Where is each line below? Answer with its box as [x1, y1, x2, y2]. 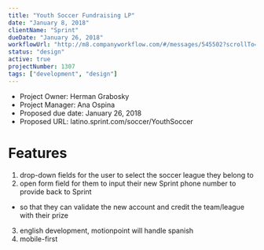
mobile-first [19, 233, 58, 244]
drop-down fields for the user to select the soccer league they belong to [19, 170, 254, 179]
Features [8, 144, 68, 162]
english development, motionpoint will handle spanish [19, 226, 194, 235]
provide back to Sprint [19, 186, 92, 197]
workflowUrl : [8, 41, 51, 49]
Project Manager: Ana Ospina [19, 100, 115, 109]
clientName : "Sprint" [8, 26, 79, 34]
